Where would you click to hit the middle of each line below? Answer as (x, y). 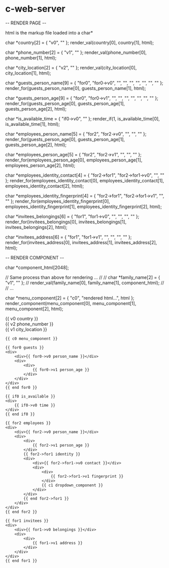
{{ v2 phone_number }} (29, 324)
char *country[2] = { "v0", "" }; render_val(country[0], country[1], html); (79, 42)
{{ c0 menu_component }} (31, 339)
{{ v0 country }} (22, 318)
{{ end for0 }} (21, 387)
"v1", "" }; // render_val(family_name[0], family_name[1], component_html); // (85, 283)
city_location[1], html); (28, 73)
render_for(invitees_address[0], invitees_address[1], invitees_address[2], (81, 242)
